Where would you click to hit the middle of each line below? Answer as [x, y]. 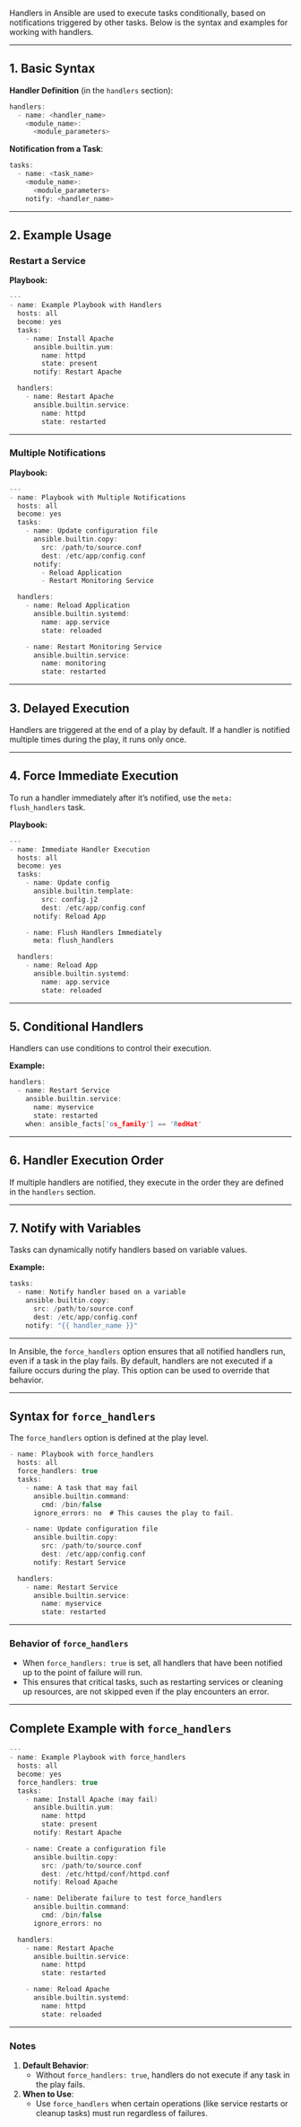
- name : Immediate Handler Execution [80, 849]
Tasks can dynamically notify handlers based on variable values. [129, 1250]
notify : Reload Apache [75, 1882]
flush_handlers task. [47, 807]
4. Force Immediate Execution [94, 776]
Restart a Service [48, 261]
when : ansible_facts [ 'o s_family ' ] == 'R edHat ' [114, 1124]
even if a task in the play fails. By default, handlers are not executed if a [141, 1361]
